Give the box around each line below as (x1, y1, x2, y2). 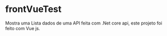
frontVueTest (5, 3, 62, 15)
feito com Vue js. (5, 25, 40, 31)
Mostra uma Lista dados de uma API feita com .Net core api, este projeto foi (5, 20, 162, 26)
